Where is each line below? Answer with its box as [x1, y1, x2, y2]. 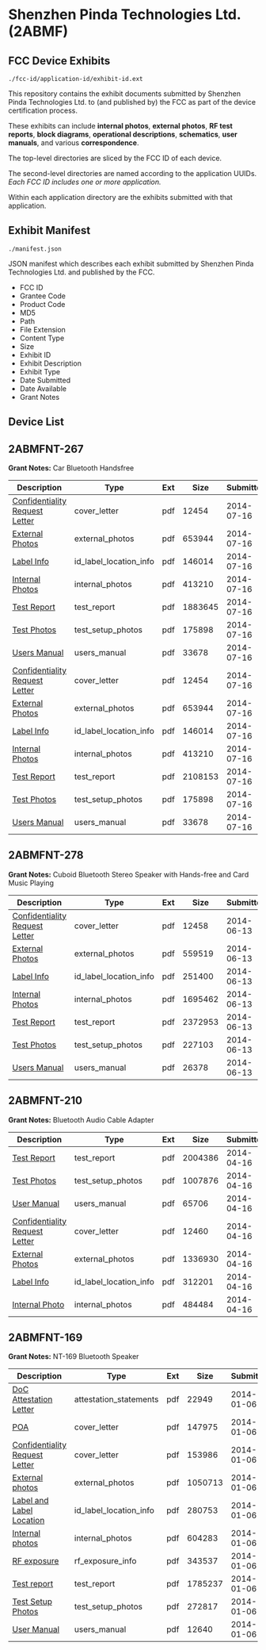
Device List [8, 415, 65, 429]
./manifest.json [8, 244, 62, 253]
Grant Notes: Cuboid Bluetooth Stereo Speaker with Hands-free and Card [8, 869, 249, 879]
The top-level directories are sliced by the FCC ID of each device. [8, 153, 222, 163]
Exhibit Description [19, 359, 82, 368]
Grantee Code [19, 291, 66, 301]
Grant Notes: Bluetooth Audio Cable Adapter [8, 1115, 154, 1124]
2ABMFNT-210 [8, 1094, 83, 1107]
